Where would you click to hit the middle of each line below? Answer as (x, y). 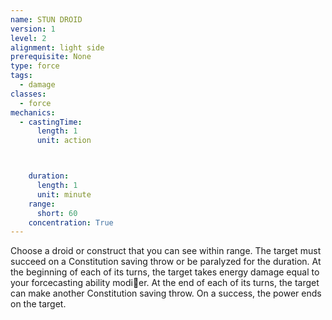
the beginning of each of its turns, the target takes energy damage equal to (165, 272)
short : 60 (57, 213)
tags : (21, 76)
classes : (28, 94)
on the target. (38, 304)
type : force (35, 66)
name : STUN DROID (46, 19)
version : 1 (33, 29)
